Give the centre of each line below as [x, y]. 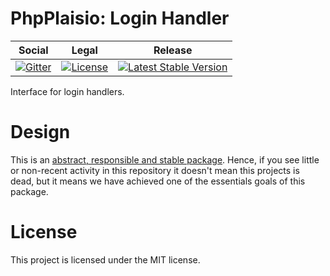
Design [40, 132]
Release [173, 50]
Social [33, 50]
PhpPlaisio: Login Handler [120, 18]
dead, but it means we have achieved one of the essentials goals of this [158, 181]
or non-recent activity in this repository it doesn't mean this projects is [155, 170]
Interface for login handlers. [67, 91]
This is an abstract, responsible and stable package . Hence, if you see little [165, 159]
